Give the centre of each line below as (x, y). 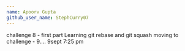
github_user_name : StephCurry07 (47, 18)
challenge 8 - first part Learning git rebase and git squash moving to (92, 35)
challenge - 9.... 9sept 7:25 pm (45, 41)
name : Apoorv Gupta (31, 12)
